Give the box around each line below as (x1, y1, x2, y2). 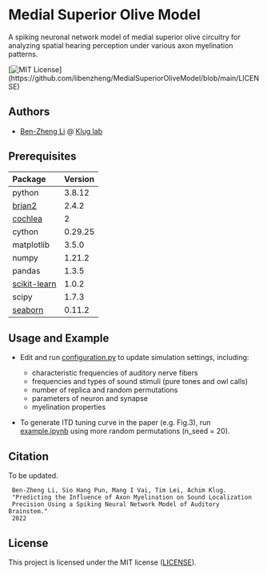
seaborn (12, 304, 44, 315)
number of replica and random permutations (31, 385, 178, 395)
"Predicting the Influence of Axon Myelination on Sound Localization (11, 493, 252, 502)
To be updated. (8, 471, 58, 480)
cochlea (12, 213, 42, 224)
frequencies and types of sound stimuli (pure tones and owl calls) (31, 377, 249, 387)
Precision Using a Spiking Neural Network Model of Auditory (11, 500, 220, 508)
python (12, 187, 39, 198)
